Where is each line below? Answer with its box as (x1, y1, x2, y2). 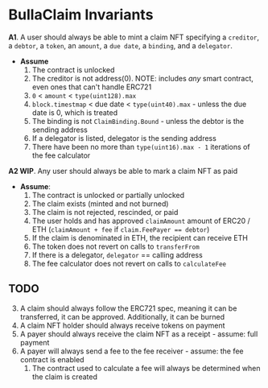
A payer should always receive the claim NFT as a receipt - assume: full (19, 328, 258, 339)
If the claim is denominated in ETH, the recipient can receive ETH (31, 233, 248, 242)
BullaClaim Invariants (8, 6, 154, 24)
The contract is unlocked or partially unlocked (31, 190, 185, 200)
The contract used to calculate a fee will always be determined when (31, 363, 261, 373)
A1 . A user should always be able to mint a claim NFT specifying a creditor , (8, 32, 260, 42)
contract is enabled (19, 354, 85, 364)
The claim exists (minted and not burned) (31, 199, 169, 208)
